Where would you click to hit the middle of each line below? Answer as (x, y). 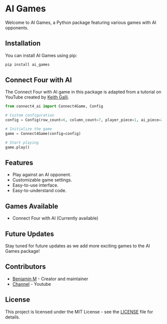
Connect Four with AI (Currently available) (55, 218)
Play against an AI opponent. (42, 175)
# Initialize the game (29, 129)
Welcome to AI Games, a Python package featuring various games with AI (81, 22)
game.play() (17, 147)
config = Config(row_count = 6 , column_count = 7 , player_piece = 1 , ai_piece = (83, 120)
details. (13, 317)
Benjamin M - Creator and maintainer (50, 279)
